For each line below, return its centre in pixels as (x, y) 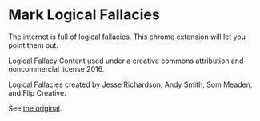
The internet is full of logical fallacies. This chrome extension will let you (127, 37)
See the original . (35, 108)
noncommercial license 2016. (56, 68)
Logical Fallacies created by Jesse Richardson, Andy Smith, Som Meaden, (130, 84)
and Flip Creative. (37, 92)
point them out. (33, 45)
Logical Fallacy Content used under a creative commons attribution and (126, 60)
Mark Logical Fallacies (84, 15)
